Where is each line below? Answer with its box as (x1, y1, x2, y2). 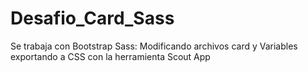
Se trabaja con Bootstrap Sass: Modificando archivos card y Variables (10, 40, 298, 52)
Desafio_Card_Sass (10, 7, 175, 30)
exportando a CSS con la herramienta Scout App (10, 50, 211, 62)
